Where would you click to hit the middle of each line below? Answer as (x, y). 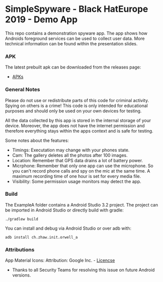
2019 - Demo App (41, 19)
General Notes (23, 90)
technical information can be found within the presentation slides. (71, 43)
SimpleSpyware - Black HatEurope (77, 9)
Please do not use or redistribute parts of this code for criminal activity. (77, 100)
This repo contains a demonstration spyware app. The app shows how (76, 33)
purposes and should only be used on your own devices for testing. (73, 111)
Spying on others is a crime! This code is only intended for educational (77, 106)
